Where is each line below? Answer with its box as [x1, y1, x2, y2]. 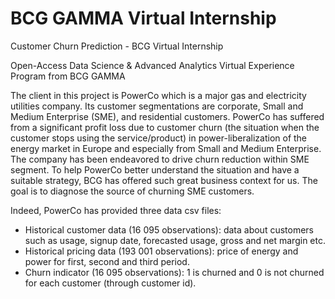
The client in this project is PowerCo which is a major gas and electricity [10, 89, 307, 101]
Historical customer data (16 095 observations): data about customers [24, 223, 315, 236]
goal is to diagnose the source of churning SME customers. [10, 185, 255, 197]
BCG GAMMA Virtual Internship [10, 7, 277, 30]
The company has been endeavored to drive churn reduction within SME [10, 153, 310, 165]
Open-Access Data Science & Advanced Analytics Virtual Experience [10, 59, 295, 71]
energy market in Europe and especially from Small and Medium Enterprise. [10, 142, 322, 154]
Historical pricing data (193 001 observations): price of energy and [24, 245, 299, 257]
